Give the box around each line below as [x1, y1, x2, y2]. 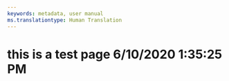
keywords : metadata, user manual [7, 10, 104, 17]
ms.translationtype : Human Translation [7, 17, 122, 24]
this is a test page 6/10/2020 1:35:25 [7, 46, 223, 62]
